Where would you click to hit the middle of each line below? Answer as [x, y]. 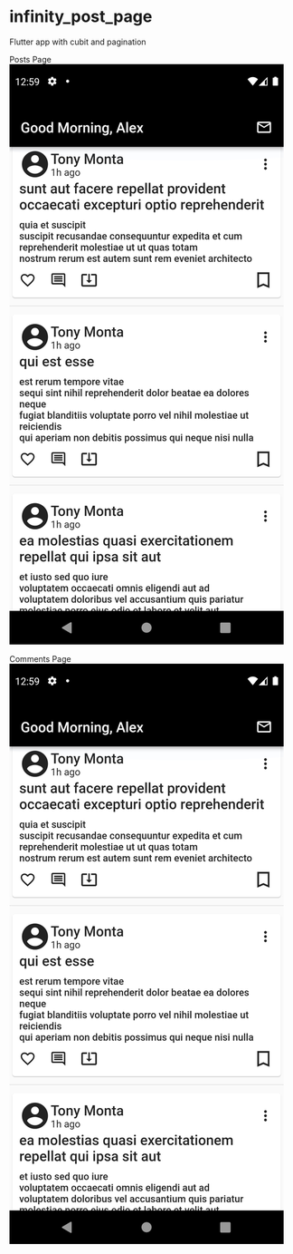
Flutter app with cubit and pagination [78, 42]
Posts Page [30, 59]
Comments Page [40, 658]
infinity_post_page [81, 17]
